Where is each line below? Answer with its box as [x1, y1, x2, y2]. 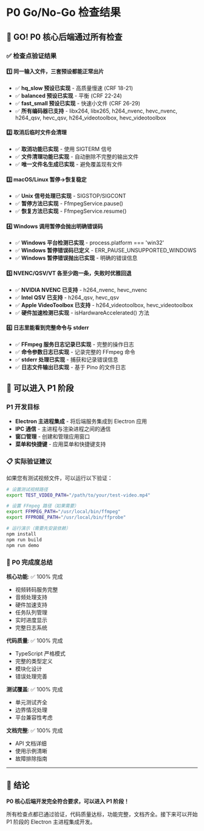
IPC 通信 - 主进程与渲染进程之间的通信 [15, 425, 111, 433]
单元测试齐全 [15, 698, 47, 705]
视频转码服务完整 [15, 585, 58, 593]
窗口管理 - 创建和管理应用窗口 [15, 433, 90, 440]
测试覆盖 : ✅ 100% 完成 [6, 685, 63, 693]
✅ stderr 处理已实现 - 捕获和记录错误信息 [15, 356, 118, 363]
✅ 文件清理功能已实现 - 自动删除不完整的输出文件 [15, 153, 138, 160]
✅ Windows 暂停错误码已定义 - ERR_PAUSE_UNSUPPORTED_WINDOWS [15, 247, 197, 254]
